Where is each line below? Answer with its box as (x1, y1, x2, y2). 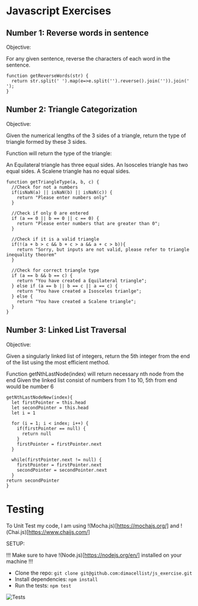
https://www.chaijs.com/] (28, 528, 90, 535)
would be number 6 (6, 383, 54, 390)
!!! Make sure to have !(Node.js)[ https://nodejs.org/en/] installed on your (6, 551, 182, 558)
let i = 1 (11, 410, 36, 416)
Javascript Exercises (6, 4, 111, 18)
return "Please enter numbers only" (17, 194, 108, 200)
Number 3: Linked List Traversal (6, 325, 126, 335)
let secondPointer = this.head (11, 405, 89, 411)
